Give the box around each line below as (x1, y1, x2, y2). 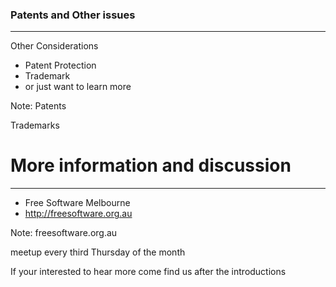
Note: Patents (10, 100, 67, 112)
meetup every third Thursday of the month (10, 246, 186, 258)
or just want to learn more (24, 81, 132, 93)
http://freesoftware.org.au (24, 208, 133, 220)
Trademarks (10, 119, 60, 132)
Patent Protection (24, 59, 97, 72)
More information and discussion (10, 154, 292, 177)
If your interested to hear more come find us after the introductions (10, 266, 287, 278)
